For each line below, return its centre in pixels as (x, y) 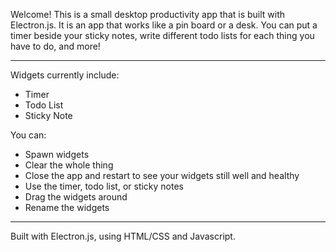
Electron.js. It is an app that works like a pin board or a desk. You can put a (164, 25)
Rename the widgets (67, 207)
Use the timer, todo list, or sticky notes (104, 186)
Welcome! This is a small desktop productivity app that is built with (148, 14)
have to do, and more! (55, 46)
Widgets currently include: (65, 75)
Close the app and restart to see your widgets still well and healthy (162, 175)
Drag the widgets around (76, 197)
